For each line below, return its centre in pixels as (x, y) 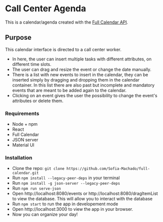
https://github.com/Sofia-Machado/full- (108, 169)
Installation (19, 158)
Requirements (22, 113)
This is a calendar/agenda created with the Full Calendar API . (67, 22)
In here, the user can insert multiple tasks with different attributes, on (82, 59)
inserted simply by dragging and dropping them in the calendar (76, 80)
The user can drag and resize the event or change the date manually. (82, 69)
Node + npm (25, 124)
